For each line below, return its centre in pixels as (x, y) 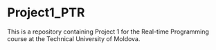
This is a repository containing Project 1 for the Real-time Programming (108, 32)
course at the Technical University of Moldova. (74, 38)
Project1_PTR (46, 13)
